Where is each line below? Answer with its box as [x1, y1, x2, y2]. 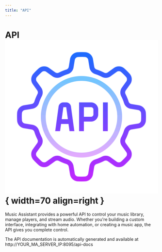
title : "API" [5, 8, 32, 13]
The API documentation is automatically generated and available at [5, 236, 139, 242]
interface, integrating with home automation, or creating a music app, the [5, 221, 151, 227]
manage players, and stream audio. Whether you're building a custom [5, 216, 145, 222]
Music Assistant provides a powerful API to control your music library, [5, 211, 145, 217]
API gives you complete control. [5, 227, 69, 233]
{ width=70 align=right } [5, 195, 105, 206]
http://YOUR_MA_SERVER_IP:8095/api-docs [5, 241, 93, 247]
